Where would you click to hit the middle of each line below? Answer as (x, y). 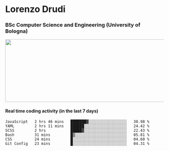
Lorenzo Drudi (35, 9)
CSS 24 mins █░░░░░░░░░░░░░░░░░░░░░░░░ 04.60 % (77, 139)
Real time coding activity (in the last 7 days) (52, 111)
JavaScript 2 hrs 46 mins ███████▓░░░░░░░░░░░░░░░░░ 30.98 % (77, 121)
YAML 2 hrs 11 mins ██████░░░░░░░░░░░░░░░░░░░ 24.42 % (77, 126)
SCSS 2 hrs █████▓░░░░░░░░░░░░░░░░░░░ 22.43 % (77, 130)
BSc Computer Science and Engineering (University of (73, 25)
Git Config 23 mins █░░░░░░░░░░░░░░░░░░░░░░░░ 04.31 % (77, 143)
